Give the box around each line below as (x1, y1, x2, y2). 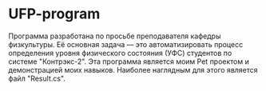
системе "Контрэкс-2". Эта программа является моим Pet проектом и (8, 57, 250, 66)
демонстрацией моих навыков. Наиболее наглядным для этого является (8, 65, 258, 74)
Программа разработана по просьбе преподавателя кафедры (8, 31, 221, 41)
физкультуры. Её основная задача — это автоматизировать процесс (8, 39, 244, 49)
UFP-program (8, 5, 101, 23)
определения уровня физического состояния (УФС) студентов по (8, 48, 232, 57)
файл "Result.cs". (8, 73, 66, 83)
